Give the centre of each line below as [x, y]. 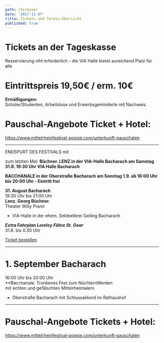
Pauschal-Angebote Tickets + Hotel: [80, 322]
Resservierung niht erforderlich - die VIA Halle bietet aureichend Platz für [79, 61]
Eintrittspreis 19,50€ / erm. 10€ [69, 86]
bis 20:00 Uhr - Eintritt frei [32, 181]
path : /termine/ [21, 10]
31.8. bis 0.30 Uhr [23, 231]
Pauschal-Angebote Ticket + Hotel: [78, 124]
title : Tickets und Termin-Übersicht [43, 19]
